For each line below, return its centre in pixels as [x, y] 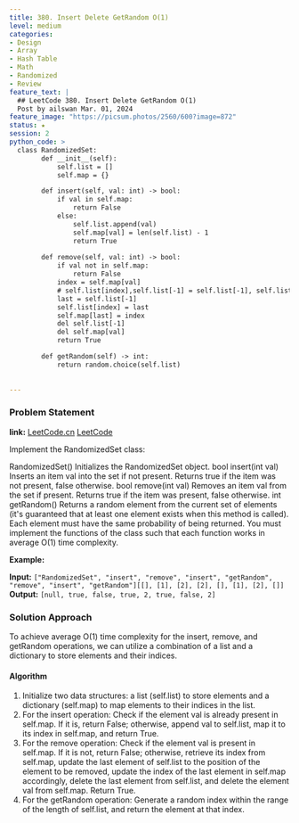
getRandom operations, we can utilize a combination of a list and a [131, 646]
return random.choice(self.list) [118, 365]
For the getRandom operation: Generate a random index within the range [155, 800]
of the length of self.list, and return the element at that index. [133, 810]
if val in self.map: [95, 200]
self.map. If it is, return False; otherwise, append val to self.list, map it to [154, 724]
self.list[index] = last [103, 307]
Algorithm [28, 676]
